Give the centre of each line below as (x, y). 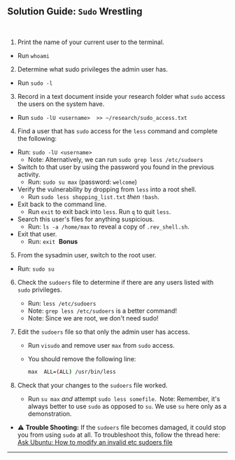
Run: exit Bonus (53, 241)
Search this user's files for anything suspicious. (86, 219)
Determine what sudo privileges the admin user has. (92, 69)
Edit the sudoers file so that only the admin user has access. (104, 332)
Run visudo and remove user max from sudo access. (101, 345)
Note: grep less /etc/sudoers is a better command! (102, 311)
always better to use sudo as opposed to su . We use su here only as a (127, 406)
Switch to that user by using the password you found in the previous (116, 167)
